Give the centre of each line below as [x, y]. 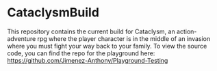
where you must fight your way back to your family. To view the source [107, 46]
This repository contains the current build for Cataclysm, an [91, 31]
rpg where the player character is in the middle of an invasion [124, 38]
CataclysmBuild [53, 13]
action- [187, 31]
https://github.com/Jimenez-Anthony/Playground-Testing [88, 60]
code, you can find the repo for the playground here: [81, 53]
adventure [22, 38]
